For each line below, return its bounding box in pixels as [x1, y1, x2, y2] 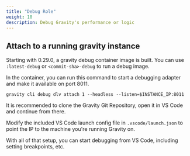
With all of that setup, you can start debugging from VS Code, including [6, 137, 178, 144]
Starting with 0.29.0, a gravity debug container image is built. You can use [6, 57, 184, 64]
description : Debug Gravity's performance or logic [6, 19, 134, 25]
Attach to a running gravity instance [6, 41, 140, 51]
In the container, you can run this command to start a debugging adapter [6, 74, 181, 81]
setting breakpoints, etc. [6, 143, 65, 150]
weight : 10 [6, 14, 33, 20]
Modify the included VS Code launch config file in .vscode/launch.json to [6, 119, 183, 126]
